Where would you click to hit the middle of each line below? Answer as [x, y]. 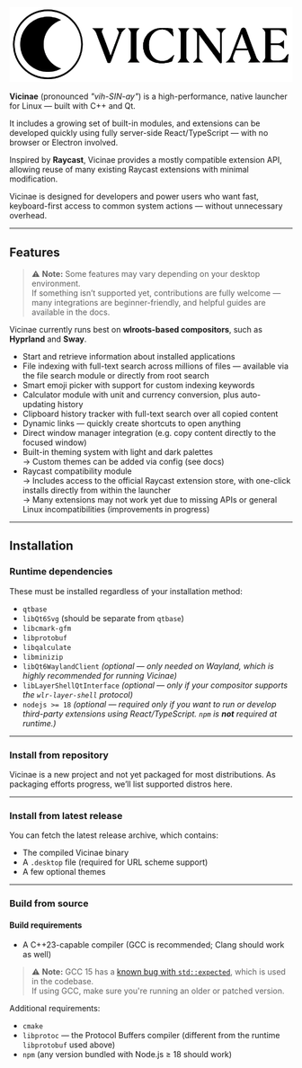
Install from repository [59, 755]
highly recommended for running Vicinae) [100, 675]
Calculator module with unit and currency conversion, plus [130, 395]
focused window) [54, 442]
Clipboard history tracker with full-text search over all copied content [150, 414]
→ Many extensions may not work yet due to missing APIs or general [150, 500]
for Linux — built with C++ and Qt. [73, 106]
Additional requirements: [55, 1009]
